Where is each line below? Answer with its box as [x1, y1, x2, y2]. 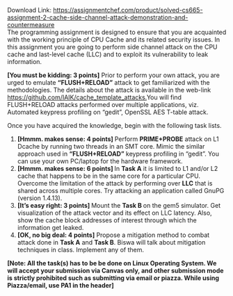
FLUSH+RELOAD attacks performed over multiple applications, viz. [7, 101, 199, 108]
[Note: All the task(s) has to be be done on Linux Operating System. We [7, 259, 217, 267]
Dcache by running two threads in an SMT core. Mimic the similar [17, 142, 205, 150]
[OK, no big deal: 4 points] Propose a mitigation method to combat [17, 231, 210, 239]
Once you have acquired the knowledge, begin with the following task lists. [7, 122, 222, 129]
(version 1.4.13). [17, 194, 63, 202]
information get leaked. [17, 224, 84, 231]
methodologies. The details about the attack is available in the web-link [7, 86, 211, 94]
